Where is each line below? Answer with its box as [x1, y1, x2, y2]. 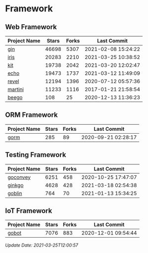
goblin [7, 190, 22, 197]
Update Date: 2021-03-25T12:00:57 [5, 242, 78, 248]
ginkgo [7, 182, 24, 189]
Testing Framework [5, 151, 66, 159]
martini [7, 86, 24, 93]
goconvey [7, 174, 31, 181]
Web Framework [5, 23, 57, 31]
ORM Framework [5, 111, 58, 119]
